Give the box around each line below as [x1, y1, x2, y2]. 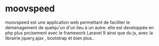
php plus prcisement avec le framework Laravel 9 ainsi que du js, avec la [5, 30, 153, 36]
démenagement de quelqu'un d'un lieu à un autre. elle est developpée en [5, 24, 154, 30]
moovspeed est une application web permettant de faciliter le [5, 19, 130, 25]
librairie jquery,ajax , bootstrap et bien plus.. [5, 35, 95, 41]
